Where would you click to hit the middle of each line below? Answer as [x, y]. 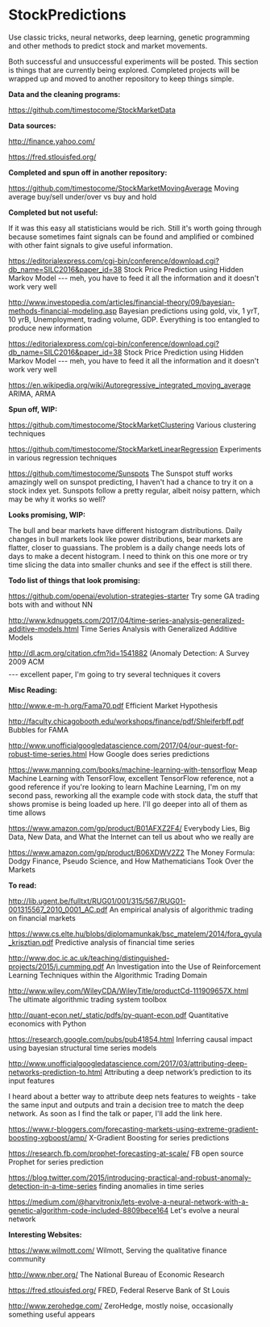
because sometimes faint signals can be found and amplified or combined [131, 237]
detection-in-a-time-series [53, 1186]
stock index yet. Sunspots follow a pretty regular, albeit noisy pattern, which [134, 490]
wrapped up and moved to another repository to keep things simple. [121, 78]
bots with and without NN [51, 604]
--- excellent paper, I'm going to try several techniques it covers [114, 674]
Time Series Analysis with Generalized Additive [159, 628]
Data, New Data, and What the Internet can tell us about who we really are [131, 837]
